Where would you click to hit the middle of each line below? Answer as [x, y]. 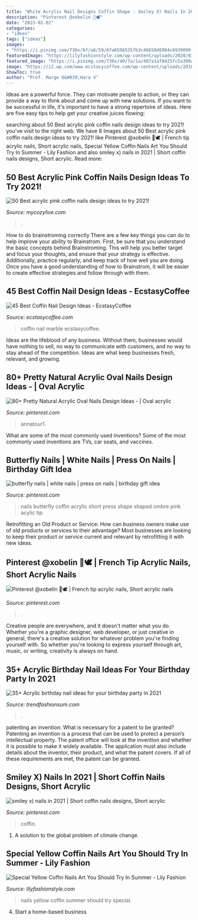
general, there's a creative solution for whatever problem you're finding [93, 639]
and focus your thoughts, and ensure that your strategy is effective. [88, 254]
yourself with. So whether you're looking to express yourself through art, [94, 644]
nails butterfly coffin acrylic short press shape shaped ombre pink [100, 507]
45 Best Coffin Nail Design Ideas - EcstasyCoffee [98, 291]
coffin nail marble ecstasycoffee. [60, 328]
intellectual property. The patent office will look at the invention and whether [99, 740]
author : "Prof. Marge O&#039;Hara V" [52, 77]
